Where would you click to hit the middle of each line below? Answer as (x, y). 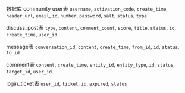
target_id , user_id (29, 71)
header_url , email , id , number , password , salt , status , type (77, 15)
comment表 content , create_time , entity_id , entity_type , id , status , (91, 65)
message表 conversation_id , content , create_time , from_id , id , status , (93, 47)
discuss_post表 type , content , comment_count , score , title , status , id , (91, 28)
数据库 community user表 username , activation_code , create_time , (87, 9)
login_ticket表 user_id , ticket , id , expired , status (67, 83)
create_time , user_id (32, 34)
